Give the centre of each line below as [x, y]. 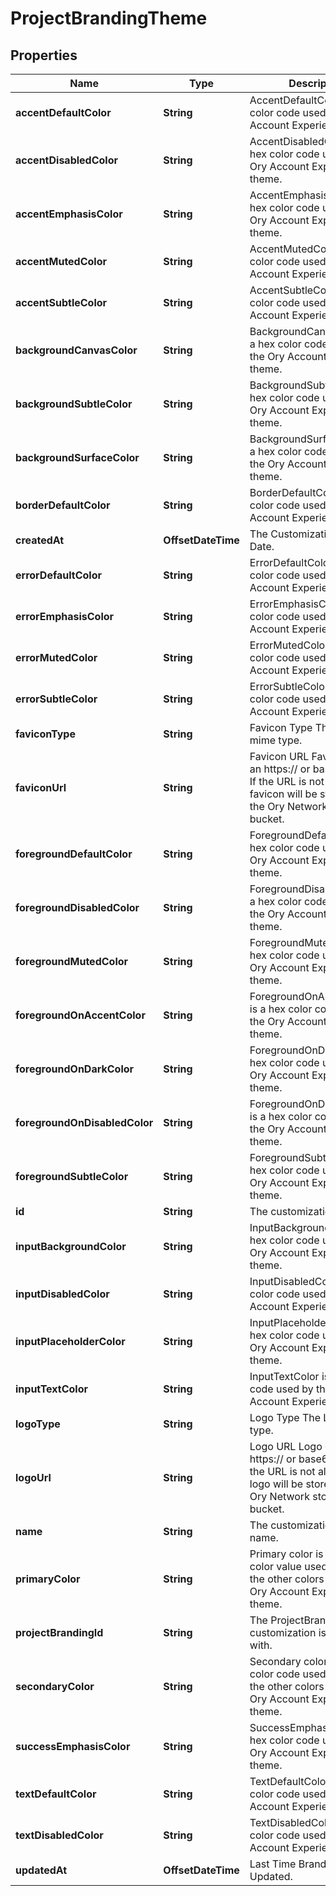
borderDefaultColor [63, 505]
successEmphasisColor [73, 1746]
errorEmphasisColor [65, 616]
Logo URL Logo [286, 1446]
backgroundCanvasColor [76, 350]
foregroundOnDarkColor [75, 1069]
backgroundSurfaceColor [77, 457]
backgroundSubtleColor [74, 404]
